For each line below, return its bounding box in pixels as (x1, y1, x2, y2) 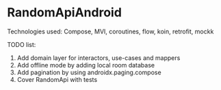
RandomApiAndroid (7, 5, 122, 20)
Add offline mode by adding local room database (16, 61, 155, 69)
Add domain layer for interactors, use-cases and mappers (16, 53, 181, 62)
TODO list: (7, 40, 36, 48)
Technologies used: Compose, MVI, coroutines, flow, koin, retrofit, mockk (7, 27, 214, 35)
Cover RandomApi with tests (16, 75, 98, 83)
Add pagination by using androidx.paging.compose (16, 68, 162, 76)
